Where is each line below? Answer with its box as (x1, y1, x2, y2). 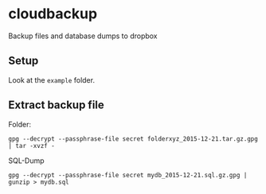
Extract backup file (8, 99, 105, 112)
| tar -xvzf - (8, 142, 56, 149)
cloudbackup (8, 5, 98, 23)
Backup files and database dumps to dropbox (8, 31, 158, 41)
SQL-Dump (8, 156, 45, 165)
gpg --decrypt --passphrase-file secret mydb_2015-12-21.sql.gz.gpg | (8, 171, 248, 179)
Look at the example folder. (8, 75, 96, 84)
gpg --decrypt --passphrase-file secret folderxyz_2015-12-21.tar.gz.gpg (8, 134, 259, 143)
